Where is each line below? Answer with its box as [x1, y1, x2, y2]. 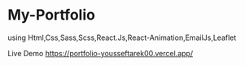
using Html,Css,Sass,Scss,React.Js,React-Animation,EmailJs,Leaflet [7, 33, 237, 42]
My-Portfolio [7, 6, 95, 24]
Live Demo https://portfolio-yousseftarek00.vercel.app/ [7, 48, 193, 58]
